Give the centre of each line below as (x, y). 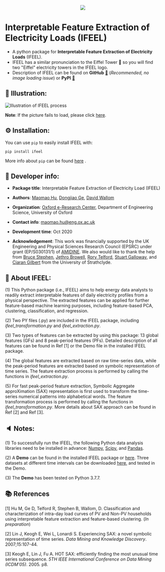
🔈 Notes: (20, 428)
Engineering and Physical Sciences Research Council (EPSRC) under (82, 246)
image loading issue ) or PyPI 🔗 (44, 78)
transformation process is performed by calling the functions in (69, 402)
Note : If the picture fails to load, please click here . (56, 115)
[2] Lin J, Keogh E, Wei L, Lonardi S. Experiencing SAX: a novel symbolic (78, 533)
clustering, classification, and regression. (47, 311)
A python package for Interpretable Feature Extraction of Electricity (82, 51)
